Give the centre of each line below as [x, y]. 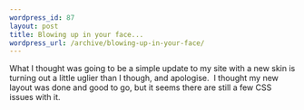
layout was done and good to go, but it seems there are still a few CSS [141, 87]
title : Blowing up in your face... [77, 34]
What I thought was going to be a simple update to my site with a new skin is [152, 69]
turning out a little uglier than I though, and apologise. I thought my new [144, 78]
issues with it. [35, 97]
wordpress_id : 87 [42, 18]
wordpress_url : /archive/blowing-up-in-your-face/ [107, 43]
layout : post [34, 26]
